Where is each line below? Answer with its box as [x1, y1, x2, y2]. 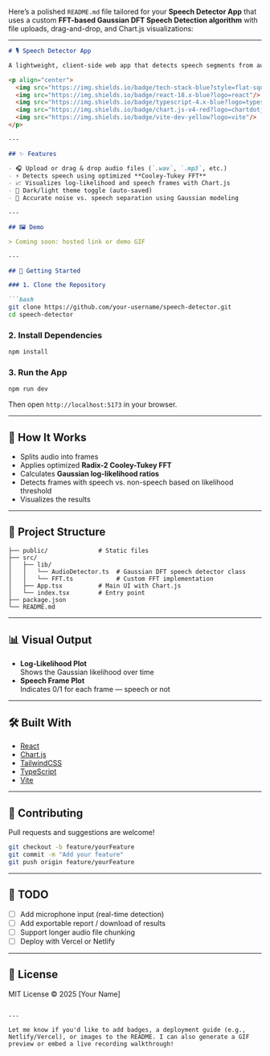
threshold [19, 486, 52, 496]
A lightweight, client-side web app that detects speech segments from [8, 61, 253, 69]
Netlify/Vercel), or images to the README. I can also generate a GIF [8, 1033, 250, 1041]
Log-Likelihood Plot [19, 658, 87, 668]
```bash [8, 296, 35, 304]
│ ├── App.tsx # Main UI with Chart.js [8, 582, 182, 590]
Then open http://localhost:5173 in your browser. [8, 399, 178, 409]
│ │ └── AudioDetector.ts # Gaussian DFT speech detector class [8, 567, 247, 575]
